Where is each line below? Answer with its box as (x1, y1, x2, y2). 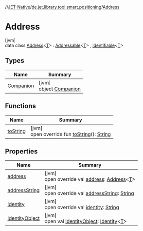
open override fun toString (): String (30, 131, 111, 137)
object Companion (38, 85, 81, 92)
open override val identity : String (44, 204, 119, 211)
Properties (5, 147, 38, 155)
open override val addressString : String (44, 190, 135, 197)
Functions (5, 102, 36, 110)
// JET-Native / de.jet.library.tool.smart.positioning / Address (5, 4, 120, 10)
